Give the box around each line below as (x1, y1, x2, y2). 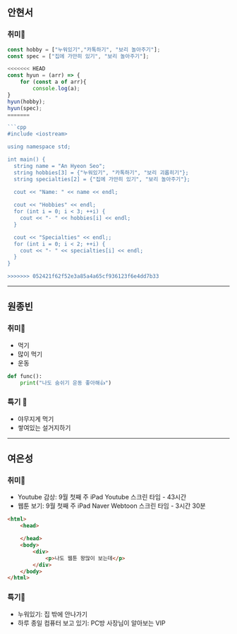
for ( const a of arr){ (20, 78, 87, 86)
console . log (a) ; (32, 85, 80, 92)
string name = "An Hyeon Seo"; (13, 162, 106, 169)
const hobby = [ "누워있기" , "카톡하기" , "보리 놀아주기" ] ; (7, 46, 161, 53)
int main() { (7, 156, 46, 164)
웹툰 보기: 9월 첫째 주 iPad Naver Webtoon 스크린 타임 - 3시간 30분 (17, 501, 206, 510)
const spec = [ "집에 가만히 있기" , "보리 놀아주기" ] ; (7, 52, 150, 60)
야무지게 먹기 (17, 415, 54, 423)
